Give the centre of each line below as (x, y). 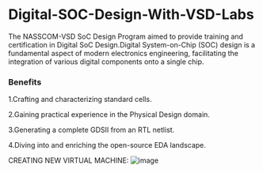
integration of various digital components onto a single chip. (106, 62)
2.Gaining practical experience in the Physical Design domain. (109, 115)
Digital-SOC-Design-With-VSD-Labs (131, 15)
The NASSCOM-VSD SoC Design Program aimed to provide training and (126, 36)
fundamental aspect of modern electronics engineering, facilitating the (124, 53)
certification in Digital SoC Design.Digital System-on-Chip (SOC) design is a (132, 44)
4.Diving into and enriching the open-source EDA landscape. (107, 145)
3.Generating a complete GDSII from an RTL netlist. (91, 130)
